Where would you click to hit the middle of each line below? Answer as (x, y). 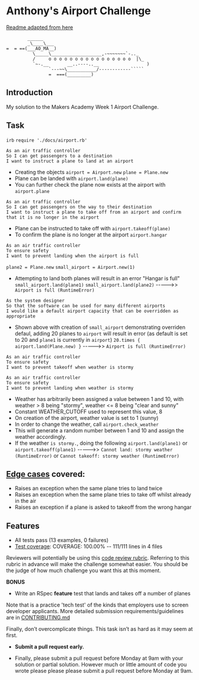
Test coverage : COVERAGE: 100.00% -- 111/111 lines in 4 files (89, 547)
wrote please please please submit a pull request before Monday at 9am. (104, 671)
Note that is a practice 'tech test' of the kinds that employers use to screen (97, 605)
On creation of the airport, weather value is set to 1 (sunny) (86, 418)
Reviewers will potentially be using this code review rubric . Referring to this (98, 558)
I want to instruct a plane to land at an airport (70, 161)
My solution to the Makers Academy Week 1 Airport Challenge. (82, 107)
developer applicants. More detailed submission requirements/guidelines (95, 611)
